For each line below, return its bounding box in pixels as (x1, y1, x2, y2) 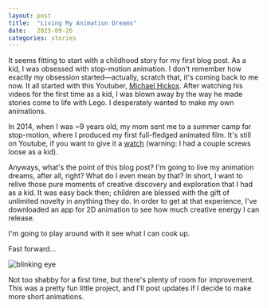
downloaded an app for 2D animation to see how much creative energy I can (8, 205, 260, 215)
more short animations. (8, 292, 84, 302)
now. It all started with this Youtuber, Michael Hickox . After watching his (8, 81, 243, 91)
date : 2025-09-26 (8, 26, 73, 34)
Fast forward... (8, 244, 57, 254)
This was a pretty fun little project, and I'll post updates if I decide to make (8, 283, 252, 293)
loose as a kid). (8, 147, 58, 157)
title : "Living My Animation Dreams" (8, 19, 137, 27)
